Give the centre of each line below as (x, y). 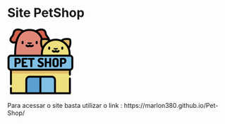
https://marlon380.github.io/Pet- (171, 105)
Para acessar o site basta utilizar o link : (65, 105)
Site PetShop (46, 13)
